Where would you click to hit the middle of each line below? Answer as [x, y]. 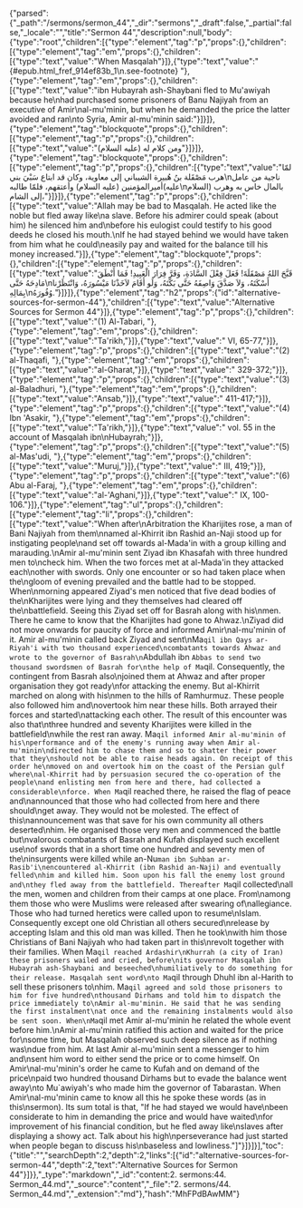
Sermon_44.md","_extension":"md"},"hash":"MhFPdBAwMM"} [125, 1193]
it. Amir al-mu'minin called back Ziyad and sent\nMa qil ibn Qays [131, 639]
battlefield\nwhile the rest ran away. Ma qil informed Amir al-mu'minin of [148, 734]
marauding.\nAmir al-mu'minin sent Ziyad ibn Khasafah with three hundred [148, 553]
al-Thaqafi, [29, 360]
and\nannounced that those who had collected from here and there [135, 801]
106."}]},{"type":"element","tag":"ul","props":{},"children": [116, 504]
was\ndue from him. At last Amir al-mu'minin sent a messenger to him [139, 1049]
